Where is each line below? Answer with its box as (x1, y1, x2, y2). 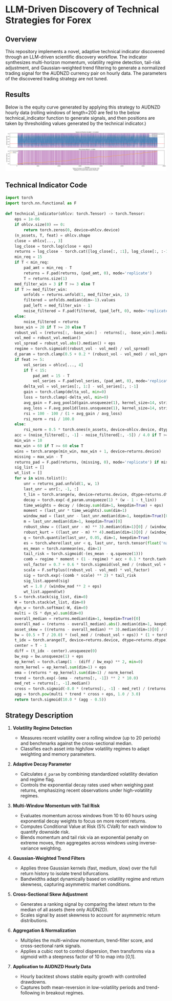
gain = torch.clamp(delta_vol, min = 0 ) (24, 389, 106, 395)
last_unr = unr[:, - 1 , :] (24, 486, 79, 492)
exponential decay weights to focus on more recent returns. (20, 818, 147, 824)
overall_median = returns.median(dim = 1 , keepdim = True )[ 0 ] (14, 616, 141, 621)
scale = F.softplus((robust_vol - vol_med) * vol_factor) (24, 568, 150, 573)
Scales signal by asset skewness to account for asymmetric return (20, 912, 161, 918)
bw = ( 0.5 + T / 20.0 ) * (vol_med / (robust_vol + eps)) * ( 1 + (14, 632, 155, 638)
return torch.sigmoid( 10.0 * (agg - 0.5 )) (14, 697, 106, 702)
